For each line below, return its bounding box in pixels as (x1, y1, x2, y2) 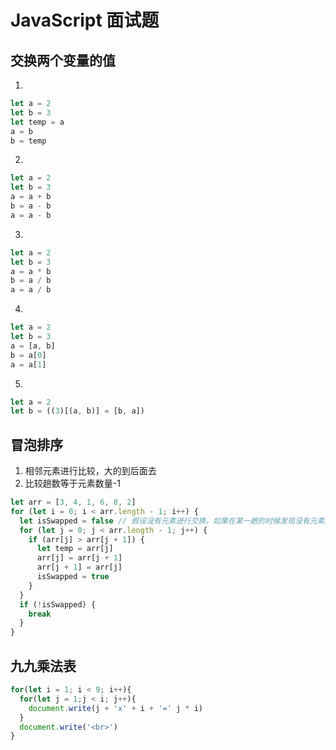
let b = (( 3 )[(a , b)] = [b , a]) (10, 406, 145, 416)
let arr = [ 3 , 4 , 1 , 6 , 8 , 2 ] (10, 497, 137, 508)
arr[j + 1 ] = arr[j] (36, 562, 123, 573)
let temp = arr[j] (36, 544, 114, 554)
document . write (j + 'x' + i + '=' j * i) (28, 703, 203, 713)
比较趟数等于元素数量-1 (24, 477, 121, 490)
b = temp (10, 136, 47, 146)
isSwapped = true (36, 572, 110, 582)
